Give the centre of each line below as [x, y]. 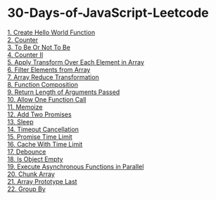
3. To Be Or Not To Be [39, 47]
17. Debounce [27, 152]
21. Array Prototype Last [42, 181]
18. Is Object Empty [35, 159]
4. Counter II [25, 55]
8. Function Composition [43, 84]
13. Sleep [20, 121]
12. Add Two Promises [39, 114]
